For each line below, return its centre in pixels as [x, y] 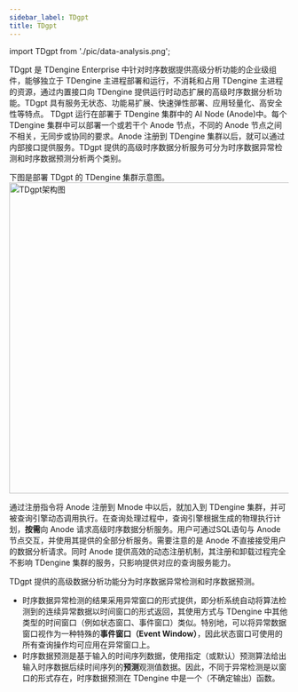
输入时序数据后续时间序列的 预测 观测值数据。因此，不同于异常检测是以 [150, 666]
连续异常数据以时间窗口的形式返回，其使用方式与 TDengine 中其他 [167, 611]
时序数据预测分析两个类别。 [75, 158]
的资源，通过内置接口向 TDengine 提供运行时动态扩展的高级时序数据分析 [142, 91]
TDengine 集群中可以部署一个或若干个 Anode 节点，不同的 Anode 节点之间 [145, 124]
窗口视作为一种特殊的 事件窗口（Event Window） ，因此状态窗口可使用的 [153, 633]
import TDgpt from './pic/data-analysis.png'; [90, 51]
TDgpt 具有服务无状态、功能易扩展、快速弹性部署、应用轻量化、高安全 [153, 102]
